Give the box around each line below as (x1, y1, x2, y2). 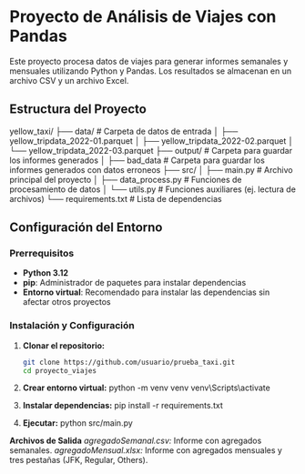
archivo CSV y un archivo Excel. (9, 75, 129, 86)
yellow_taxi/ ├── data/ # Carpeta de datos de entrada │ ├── (9, 126, 239, 136)
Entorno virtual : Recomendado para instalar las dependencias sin (22, 287, 270, 298)
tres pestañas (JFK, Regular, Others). (9, 455, 148, 466)
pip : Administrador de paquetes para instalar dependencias (22, 277, 247, 288)
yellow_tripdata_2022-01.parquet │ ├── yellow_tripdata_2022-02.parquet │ (9, 135, 294, 146)
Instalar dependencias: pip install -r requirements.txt (22, 400, 223, 411)
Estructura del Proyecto (9, 102, 147, 117)
